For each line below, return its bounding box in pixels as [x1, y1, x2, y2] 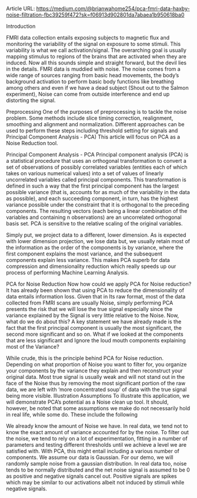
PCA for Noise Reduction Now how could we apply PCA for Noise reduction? [6, 280, 192, 287]
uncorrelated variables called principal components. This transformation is [6, 176, 186, 183]
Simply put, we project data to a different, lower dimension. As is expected [6, 231, 186, 238]
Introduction [6, 23, 36, 30]
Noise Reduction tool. [6, 140, 58, 146]
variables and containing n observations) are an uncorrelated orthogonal [6, 214, 182, 221]
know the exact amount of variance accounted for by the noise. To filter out [6, 429, 189, 435]
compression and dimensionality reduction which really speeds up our [6, 263, 176, 270]
